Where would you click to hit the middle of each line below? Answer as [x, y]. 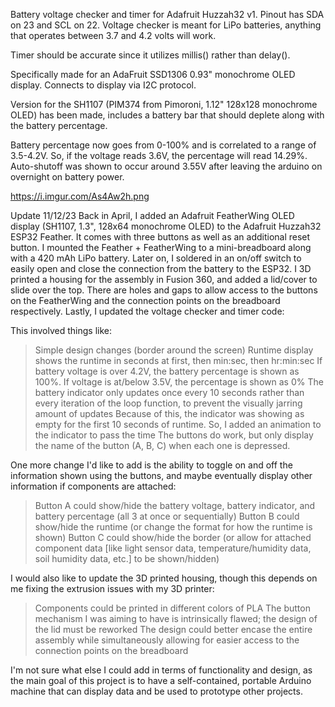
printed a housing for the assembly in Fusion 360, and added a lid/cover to [164, 279]
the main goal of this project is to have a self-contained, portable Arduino [161, 680]
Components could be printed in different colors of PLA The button [172, 608]
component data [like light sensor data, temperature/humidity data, [173, 548]
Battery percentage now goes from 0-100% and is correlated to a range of [163, 145]
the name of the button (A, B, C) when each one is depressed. [162, 445]
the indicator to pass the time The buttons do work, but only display [174, 435]
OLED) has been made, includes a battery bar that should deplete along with [167, 115]
